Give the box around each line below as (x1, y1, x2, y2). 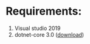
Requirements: (5, 4, 82, 18)
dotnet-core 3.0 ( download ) (14, 31, 85, 38)
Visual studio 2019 (14, 24, 61, 32)
